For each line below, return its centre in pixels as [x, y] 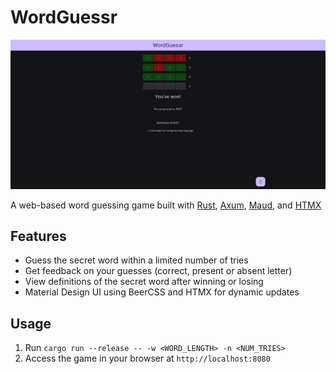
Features [38, 236]
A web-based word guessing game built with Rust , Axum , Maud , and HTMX [166, 205]
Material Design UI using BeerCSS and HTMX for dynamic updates [162, 292]
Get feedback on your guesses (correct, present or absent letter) [158, 271]
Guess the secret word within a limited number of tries [136, 260]
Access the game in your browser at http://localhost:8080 [147, 358]
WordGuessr [64, 17]
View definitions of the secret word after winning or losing [144, 282]
